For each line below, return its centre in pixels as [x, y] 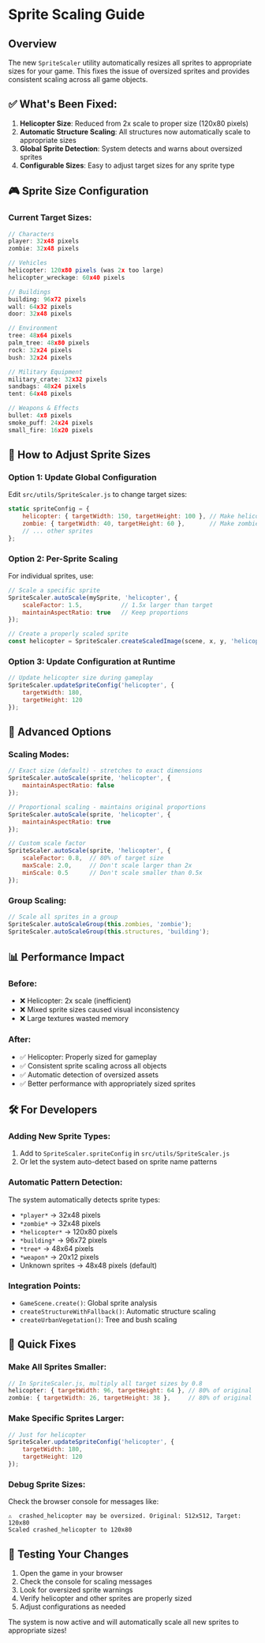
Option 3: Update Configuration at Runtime [92, 661]
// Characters [32, 234]
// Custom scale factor [47, 843]
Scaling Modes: [39, 755]
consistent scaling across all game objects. [78, 79]
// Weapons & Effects [44, 409]
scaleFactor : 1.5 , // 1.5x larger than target [118, 605]
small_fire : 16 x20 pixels [50, 430]
